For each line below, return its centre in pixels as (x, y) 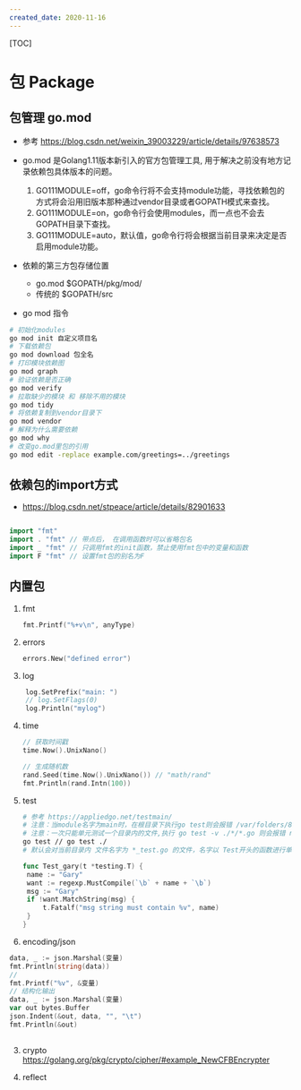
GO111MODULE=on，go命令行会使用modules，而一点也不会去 (150, 212)
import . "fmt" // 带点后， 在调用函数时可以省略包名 (101, 540)
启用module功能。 (69, 246)
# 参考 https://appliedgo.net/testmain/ (97, 817)
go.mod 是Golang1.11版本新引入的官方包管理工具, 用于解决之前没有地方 (153, 160)
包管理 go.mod (51, 118)
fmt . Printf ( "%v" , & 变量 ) (54, 983)
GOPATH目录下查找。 (75, 224)
